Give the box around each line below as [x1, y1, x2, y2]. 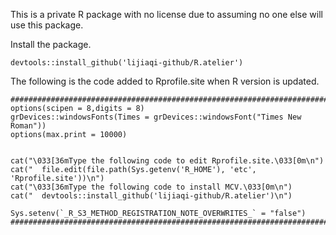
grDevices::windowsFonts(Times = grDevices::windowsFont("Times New [10, 112, 302, 122]
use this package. [10, 19, 84, 31]
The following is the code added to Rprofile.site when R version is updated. [10, 75, 320, 87]
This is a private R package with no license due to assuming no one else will [10, 9, 323, 20]
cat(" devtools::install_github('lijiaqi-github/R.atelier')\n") [10, 191, 293, 201]
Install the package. [10, 39, 92, 50]
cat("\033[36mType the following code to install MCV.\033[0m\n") [10, 182, 293, 192]
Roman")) [10, 121, 47, 131]
